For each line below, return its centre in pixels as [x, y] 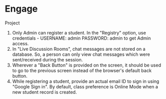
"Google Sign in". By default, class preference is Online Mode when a [85, 86]
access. [20, 43]
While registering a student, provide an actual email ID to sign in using [86, 81]
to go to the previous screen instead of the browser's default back [82, 70]
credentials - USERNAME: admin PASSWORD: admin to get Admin [81, 38]
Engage [21, 9]
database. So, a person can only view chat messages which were [81, 54]
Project [12, 23]
